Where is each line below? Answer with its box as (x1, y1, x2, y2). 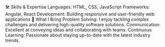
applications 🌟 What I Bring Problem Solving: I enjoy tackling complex (5, 16, 149, 22)
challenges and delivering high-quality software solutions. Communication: (5, 22, 160, 27)
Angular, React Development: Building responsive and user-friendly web (5, 11, 155, 17)
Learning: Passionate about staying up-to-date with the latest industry (5, 32, 151, 38)
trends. (5, 38, 20, 43)
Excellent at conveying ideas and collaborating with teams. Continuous (5, 27, 152, 33)
